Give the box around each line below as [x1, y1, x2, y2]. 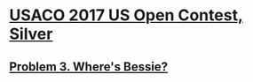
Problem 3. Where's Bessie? [9, 59, 169, 74]
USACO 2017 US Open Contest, [9, 5, 244, 26]
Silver [9, 24, 53, 44]
